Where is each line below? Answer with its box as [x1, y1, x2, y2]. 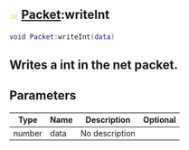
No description [80, 127, 136, 138]
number [13, 127, 43, 138]
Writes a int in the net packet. [9, 58, 178, 73]
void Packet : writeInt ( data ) [9, 32, 116, 42]
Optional [143, 115, 176, 126]
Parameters [9, 88, 77, 103]
